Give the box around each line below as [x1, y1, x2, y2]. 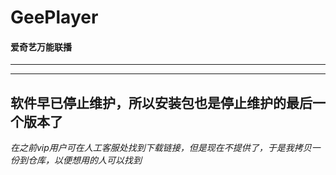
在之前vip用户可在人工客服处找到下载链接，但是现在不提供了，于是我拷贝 [10, 142, 312, 154]
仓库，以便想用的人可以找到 [27, 154, 142, 166]
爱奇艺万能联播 [10, 41, 72, 53]
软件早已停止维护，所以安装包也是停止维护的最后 [10, 94, 313, 111]
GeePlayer [10, 6, 99, 29]
